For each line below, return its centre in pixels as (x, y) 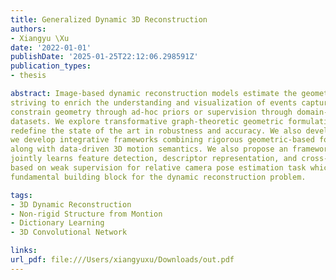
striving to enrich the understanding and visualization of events (154, 102)
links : (24, 251)
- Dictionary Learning (57, 223)
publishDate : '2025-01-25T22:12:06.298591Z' (104, 57)
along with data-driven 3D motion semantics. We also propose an (149, 149)
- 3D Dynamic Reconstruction (71, 204)
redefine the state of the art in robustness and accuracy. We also (156, 131)
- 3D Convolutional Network (69, 232)
